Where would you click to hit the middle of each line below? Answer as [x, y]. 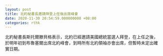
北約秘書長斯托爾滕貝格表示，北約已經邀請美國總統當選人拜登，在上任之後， [81, 37]
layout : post [18, 9]
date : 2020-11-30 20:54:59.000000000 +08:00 [51, 18]
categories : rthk [23, 23]
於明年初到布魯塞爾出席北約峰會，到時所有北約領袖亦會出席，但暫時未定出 [79, 43]
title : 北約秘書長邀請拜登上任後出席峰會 [42, 14]
